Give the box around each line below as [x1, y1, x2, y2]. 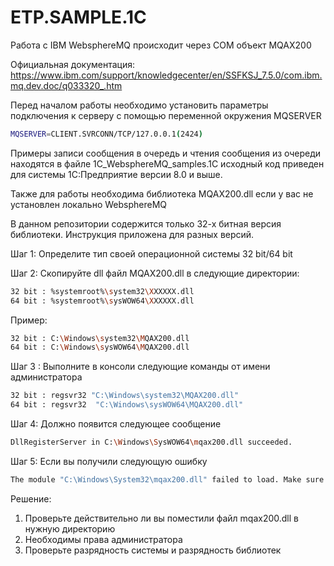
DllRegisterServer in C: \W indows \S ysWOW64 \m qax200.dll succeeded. [10, 437, 293, 448]
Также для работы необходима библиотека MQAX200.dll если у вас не [10, 187, 314, 200]
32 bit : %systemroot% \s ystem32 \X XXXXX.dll [10, 286, 195, 296]
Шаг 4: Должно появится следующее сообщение [10, 418, 222, 430]
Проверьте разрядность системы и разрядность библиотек [24, 544, 282, 556]
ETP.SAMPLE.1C [10, 6, 147, 29]
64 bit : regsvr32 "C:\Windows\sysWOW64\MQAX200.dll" [10, 400, 244, 410]
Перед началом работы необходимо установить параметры [10, 99, 269, 111]
